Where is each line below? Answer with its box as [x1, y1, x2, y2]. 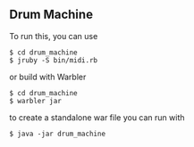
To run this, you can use [9, 30, 98, 41]
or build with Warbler [9, 71, 87, 82]
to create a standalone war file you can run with [9, 111, 185, 123]
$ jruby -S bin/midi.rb [9, 55, 98, 65]
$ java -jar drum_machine [9, 129, 105, 138]
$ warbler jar [9, 96, 63, 105]
